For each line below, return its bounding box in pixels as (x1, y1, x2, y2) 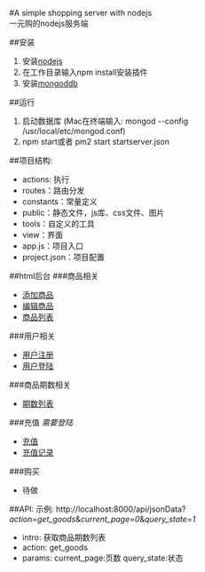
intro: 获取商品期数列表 (21, 532, 106, 543)
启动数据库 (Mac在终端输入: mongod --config (21, 115, 189, 126)
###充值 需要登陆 (9, 417, 74, 427)
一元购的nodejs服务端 (9, 18, 89, 28)
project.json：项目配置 (21, 252, 105, 262)
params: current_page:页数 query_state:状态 (21, 552, 184, 563)
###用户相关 (9, 330, 56, 341)
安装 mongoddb (21, 78, 78, 88)
